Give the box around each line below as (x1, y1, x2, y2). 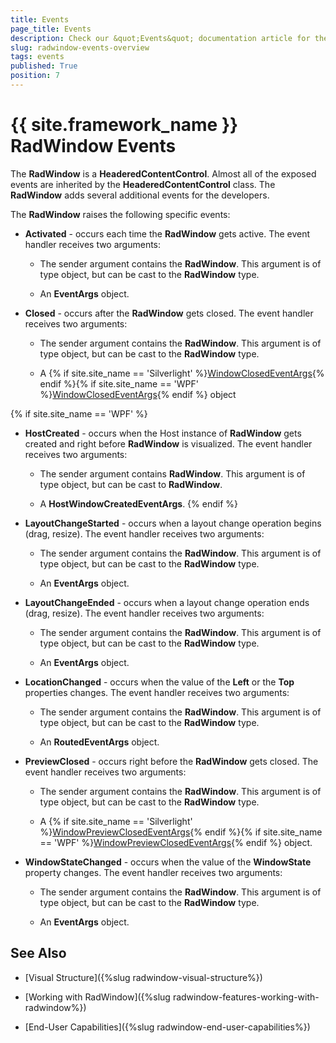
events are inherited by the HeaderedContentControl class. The (10, 178, 276, 190)
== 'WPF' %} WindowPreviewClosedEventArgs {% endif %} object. (39, 836, 313, 848)
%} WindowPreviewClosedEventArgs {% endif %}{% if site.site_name (39, 826, 323, 838)
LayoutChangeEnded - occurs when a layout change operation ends (24, 596, 310, 608)
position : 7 (10, 71, 60, 81)
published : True (10, 61, 78, 71)
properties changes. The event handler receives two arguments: (24, 686, 290, 698)
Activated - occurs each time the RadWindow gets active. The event (24, 227, 311, 240)
